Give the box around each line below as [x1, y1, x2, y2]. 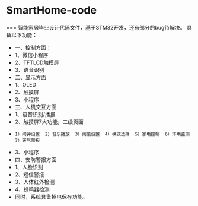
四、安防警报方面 [14, 156, 57, 163]
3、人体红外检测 [14, 178, 55, 185]
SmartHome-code [6, 4, 97, 17]
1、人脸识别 [14, 163, 43, 170]
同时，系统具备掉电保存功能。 [14, 193, 88, 200]
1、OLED [14, 81, 37, 88]
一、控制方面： [14, 44, 52, 51]
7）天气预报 [14, 137, 40, 143]
